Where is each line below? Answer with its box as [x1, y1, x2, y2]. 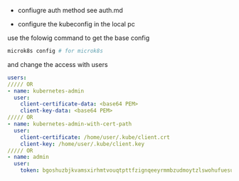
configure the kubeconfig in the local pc [17, 20, 135, 28]
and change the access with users [7, 60, 108, 68]
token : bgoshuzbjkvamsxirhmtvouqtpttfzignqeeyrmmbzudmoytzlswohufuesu [20, 167, 234, 174]
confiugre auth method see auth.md [17, 6, 123, 14]
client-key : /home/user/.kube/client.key [20, 140, 144, 148]
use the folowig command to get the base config [7, 33, 150, 42]
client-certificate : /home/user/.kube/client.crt [20, 133, 171, 141]
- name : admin [7, 153, 50, 161]
